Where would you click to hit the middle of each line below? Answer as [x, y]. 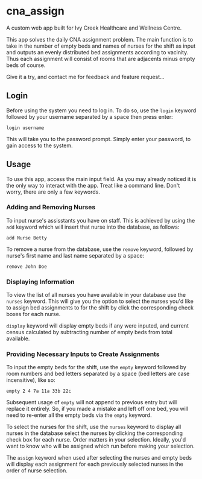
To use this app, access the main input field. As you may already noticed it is [101, 179]
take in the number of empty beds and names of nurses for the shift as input [101, 46]
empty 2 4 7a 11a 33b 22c [39, 391]
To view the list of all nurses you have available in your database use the [96, 295]
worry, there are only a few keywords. [53, 192]
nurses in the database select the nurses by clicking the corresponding [94, 433]
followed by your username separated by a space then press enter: [90, 116]
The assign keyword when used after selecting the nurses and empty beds [99, 458]
